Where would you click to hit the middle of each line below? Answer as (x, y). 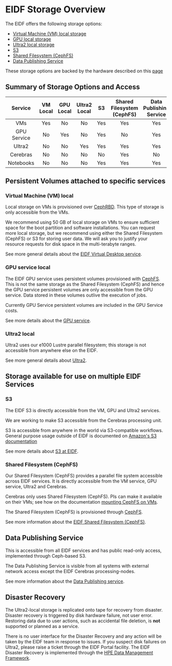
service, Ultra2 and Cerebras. (36, 487)
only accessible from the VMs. (37, 212)
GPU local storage (32, 39)
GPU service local (28, 267)
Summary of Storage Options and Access (73, 87)
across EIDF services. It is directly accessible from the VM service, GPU (81, 481)
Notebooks (21, 163)
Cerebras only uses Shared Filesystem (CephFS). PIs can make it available (84, 496)
